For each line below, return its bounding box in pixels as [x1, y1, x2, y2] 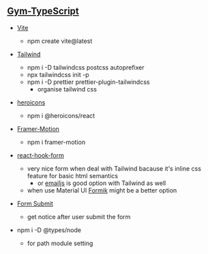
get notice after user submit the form [27, 212, 131, 221]
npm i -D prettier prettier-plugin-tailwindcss [27, 78, 150, 86]
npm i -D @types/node [16, 225, 82, 234]
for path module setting [27, 239, 93, 247]
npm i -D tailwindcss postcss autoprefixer [27, 63, 145, 71]
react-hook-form [16, 151, 65, 159]
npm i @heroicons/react [27, 111, 95, 119]
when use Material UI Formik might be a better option [27, 186, 177, 194]
